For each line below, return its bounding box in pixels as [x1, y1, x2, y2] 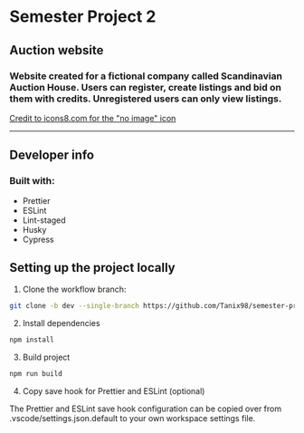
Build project [22, 351, 71, 363]
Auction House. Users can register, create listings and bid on [9, 81, 282, 93]
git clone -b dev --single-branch [9, 302, 140, 311]
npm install [9, 335, 54, 345]
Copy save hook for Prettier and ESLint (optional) [22, 386, 205, 396]
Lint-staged [22, 215, 66, 226]
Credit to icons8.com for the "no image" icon [9, 112, 176, 123]
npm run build [9, 370, 63, 379]
